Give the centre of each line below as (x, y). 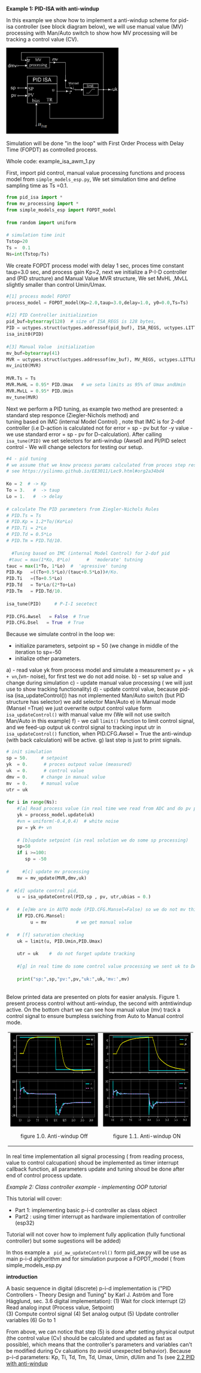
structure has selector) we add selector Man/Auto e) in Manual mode (91, 702)
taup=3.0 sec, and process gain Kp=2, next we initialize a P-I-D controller (97, 272)
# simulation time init (36, 235)
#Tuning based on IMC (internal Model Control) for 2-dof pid (91, 553)
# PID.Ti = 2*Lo (26, 528)
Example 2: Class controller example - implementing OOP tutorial (86, 1187)
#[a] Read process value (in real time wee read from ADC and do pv (104, 809)
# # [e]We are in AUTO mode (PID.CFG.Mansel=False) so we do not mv (96, 910)
